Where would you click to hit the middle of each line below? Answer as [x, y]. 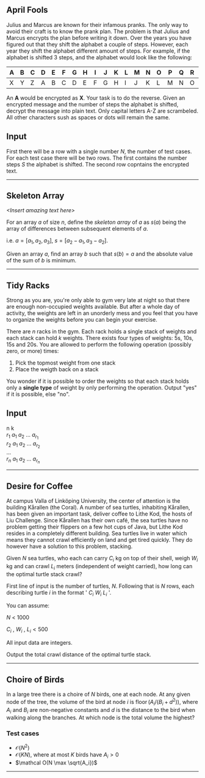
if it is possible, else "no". [38, 395]
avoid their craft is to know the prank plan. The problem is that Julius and [98, 31]
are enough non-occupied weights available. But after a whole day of [93, 307]
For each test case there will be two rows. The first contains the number [97, 158]
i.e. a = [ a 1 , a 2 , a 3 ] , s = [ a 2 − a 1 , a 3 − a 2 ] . [57, 241]
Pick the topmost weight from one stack [65, 363]
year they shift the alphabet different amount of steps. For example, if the [98, 51]
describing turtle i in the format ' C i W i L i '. [59, 593]
